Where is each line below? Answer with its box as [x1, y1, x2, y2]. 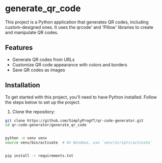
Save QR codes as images [12, 67, 65, 73]
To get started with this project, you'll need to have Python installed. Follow [5, 94, 157, 100]
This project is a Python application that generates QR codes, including [5, 19, 149, 25]
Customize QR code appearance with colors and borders [12, 61, 128, 67]
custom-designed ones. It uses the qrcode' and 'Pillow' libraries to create [5, 24, 154, 30]
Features [5, 43, 33, 52]
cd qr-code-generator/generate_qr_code [5, 122, 87, 127]
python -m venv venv [5, 136, 48, 141]
